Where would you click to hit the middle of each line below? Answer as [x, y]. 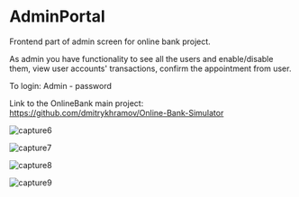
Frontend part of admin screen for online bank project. [110, 41]
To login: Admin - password [61, 85]
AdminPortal [57, 17]
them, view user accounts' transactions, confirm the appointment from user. [150, 68]
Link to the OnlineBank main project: [77, 103]
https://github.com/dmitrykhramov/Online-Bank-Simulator [117, 112]
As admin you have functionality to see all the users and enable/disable [141, 58]
